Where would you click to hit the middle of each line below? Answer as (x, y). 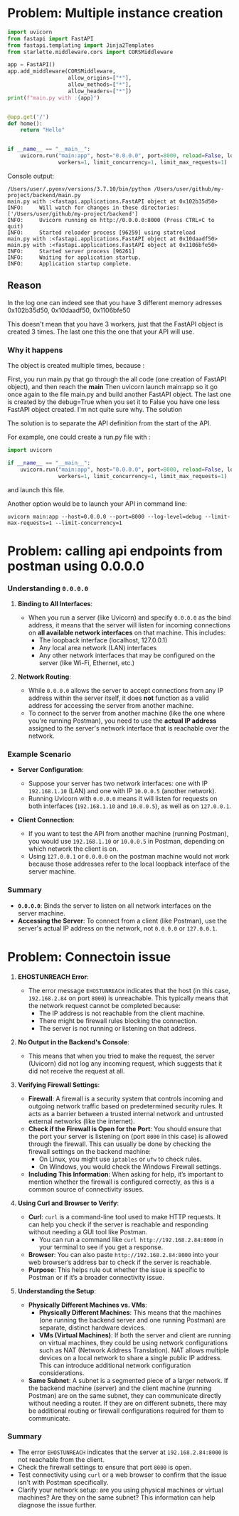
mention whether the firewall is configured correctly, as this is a (121, 1182)
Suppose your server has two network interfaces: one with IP (118, 783)
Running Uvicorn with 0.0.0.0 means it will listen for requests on (123, 799)
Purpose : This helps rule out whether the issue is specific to (116, 1269)
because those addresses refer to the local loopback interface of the (129, 864)
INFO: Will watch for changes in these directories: (94, 208)
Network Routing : (44, 677)
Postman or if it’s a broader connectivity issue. (96, 1277)
